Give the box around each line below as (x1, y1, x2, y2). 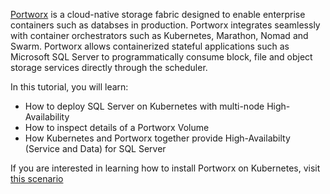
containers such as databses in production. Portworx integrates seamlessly (10, 19, 321, 31)
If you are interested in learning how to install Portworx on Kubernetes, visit (10, 162, 321, 174)
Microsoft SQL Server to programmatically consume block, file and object (10, 51, 313, 63)
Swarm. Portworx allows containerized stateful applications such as (10, 40, 290, 52)
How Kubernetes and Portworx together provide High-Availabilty (24, 132, 291, 144)
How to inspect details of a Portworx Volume (24, 122, 210, 133)
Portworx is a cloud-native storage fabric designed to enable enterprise (10, 9, 306, 20)
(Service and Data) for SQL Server (24, 143, 167, 154)
